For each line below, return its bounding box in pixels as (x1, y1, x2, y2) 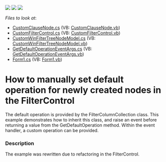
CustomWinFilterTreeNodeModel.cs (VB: (12, 35, 96, 41)
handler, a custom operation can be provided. (5, 127, 99, 133)
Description (5, 140, 34, 147)
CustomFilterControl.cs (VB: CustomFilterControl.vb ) (12, 30, 121, 36)
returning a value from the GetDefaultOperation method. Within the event (5, 122, 156, 128)
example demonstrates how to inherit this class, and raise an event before (5, 117, 157, 123)
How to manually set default (5, 74, 124, 85)
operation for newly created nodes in (5, 85, 162, 96)
